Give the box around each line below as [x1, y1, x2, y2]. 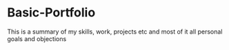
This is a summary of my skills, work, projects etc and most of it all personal [7, 27, 223, 36]
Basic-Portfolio [7, 5, 96, 21]
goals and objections [7, 34, 67, 42]
